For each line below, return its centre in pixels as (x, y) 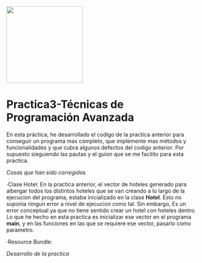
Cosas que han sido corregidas (46, 172)
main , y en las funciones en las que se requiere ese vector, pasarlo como (99, 223)
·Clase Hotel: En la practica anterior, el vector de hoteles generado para (96, 184)
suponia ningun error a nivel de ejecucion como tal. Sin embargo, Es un (96, 204)
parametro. (21, 230)
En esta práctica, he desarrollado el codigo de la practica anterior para (95, 134)
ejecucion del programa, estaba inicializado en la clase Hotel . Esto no (94, 197)
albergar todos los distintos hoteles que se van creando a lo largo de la (96, 191)
